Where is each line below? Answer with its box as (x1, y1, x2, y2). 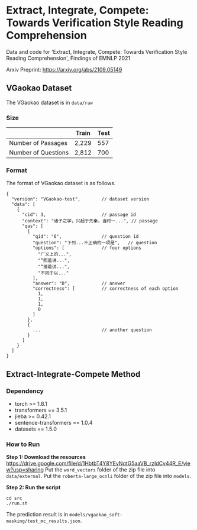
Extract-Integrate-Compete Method (6, 369, 141, 379)
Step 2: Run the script (6, 484, 61, 491)
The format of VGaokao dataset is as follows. (6, 180, 116, 187)
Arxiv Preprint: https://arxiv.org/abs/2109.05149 (6, 66, 122, 73)
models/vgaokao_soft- (69, 512, 123, 518)
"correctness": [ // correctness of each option (32, 286, 179, 292)
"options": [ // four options (32, 245, 142, 251)
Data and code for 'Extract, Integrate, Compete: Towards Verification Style (6, 48, 188, 55)
